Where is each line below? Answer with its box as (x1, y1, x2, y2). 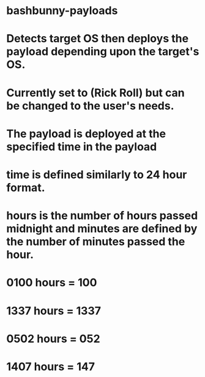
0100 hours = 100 (6, 276, 97, 289)
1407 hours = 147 (6, 359, 95, 373)
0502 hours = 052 (6, 332, 100, 346)
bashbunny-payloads (6, 4, 118, 18)
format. (6, 181, 45, 195)
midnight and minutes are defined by (6, 222, 198, 236)
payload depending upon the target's (6, 45, 199, 59)
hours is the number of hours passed (6, 209, 198, 223)
